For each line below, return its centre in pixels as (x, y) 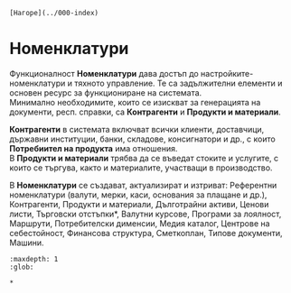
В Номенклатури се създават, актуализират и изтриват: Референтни (143, 185)
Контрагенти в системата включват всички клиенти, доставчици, (137, 129)
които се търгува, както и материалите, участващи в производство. (141, 168)
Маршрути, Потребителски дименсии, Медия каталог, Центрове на (140, 223)
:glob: (22, 267)
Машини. (27, 243)
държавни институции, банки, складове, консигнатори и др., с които (142, 139)
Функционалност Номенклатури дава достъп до (104, 73)
